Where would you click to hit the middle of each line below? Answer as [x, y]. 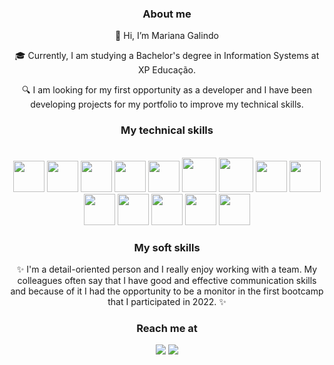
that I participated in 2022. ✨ [167, 301]
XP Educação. [167, 70]
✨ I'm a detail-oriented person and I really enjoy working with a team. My [167, 269]
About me [167, 14]
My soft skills [167, 247]
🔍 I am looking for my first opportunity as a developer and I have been [167, 90]
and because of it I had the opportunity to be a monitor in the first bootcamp [167, 291]
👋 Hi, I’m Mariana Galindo [167, 36]
